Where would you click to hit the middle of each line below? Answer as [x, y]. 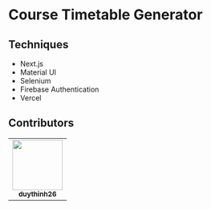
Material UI [38, 72]
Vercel [30, 98]
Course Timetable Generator [105, 15]
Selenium [35, 81]
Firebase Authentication [59, 89]
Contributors [41, 123]
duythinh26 [38, 194]
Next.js [32, 64]
